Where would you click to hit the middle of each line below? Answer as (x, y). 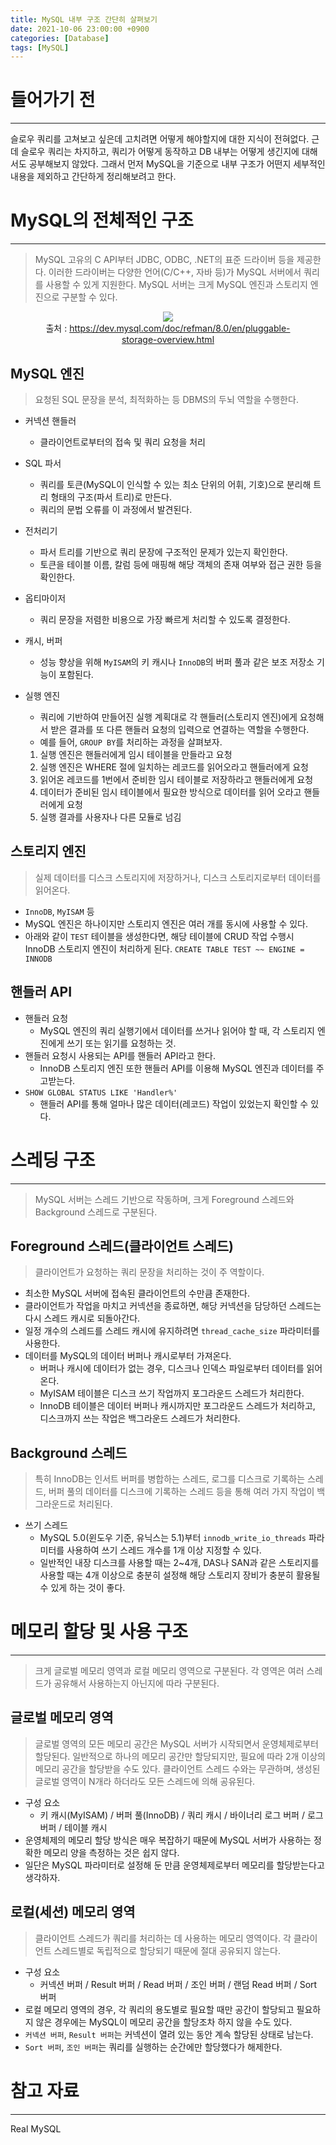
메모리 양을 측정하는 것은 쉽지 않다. (111, 1852)
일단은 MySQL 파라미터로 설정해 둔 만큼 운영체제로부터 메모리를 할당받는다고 (174, 1865)
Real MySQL (36, 2128)
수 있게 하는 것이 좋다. (82, 1588)
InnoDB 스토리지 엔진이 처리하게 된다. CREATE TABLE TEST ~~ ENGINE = (164, 948)
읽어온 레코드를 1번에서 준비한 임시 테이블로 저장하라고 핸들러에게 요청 (176, 779)
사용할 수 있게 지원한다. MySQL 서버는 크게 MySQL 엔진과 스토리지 (176, 285)
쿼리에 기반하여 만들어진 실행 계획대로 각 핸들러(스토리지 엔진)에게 (168, 717)
